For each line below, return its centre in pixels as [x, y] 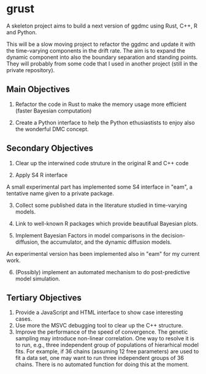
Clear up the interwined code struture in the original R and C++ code [102, 163]
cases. [24, 319]
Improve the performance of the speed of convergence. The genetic [101, 332]
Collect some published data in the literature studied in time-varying [101, 205]
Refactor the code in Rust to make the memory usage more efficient [101, 104]
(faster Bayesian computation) [53, 110]
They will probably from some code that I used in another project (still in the [102, 64]
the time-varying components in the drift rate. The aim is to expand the [96, 50]
